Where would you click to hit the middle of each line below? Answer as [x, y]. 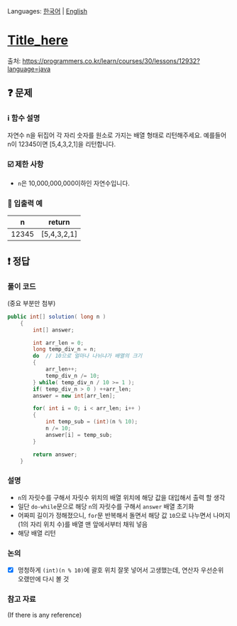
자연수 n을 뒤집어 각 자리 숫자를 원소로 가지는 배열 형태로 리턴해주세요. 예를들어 [117, 135]
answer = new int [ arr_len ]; [74, 396]
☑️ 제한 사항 [26, 164]
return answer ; [55, 455]
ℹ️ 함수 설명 [24, 118]
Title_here [38, 40]
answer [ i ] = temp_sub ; [79, 435]
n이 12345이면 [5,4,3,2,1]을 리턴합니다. [62, 144]
